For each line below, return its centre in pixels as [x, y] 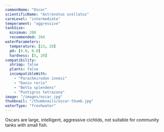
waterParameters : [23, 42]
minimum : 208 [23, 33]
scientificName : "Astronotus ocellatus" [47, 14]
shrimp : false [24, 65]
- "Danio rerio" [31, 83]
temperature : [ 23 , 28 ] [33, 46]
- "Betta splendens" [35, 87]
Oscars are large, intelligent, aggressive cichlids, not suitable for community [82, 120]
